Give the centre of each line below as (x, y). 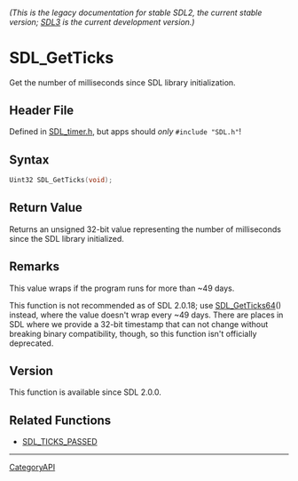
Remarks (35, 267)
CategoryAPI (32, 468)
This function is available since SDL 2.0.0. (86, 392)
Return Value (46, 208)
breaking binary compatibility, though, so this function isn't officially (133, 333)
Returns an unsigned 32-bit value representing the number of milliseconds (145, 229)
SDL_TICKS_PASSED (59, 442)
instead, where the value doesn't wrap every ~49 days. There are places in (146, 315)
